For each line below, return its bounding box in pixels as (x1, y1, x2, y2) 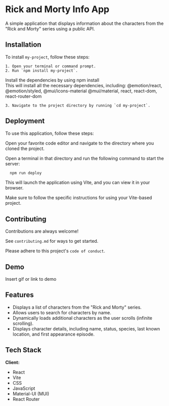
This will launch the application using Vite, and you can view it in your (5, 179, 150, 186)
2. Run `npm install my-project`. (5, 68, 78, 73)
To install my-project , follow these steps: (5, 54, 90, 60)
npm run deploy (10, 170, 42, 175)
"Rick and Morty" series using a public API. (5, 25, 95, 31)
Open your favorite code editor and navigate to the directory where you (5, 140, 154, 146)
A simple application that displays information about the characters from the (5, 20, 164, 26)
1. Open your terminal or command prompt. (5, 63, 96, 69)
